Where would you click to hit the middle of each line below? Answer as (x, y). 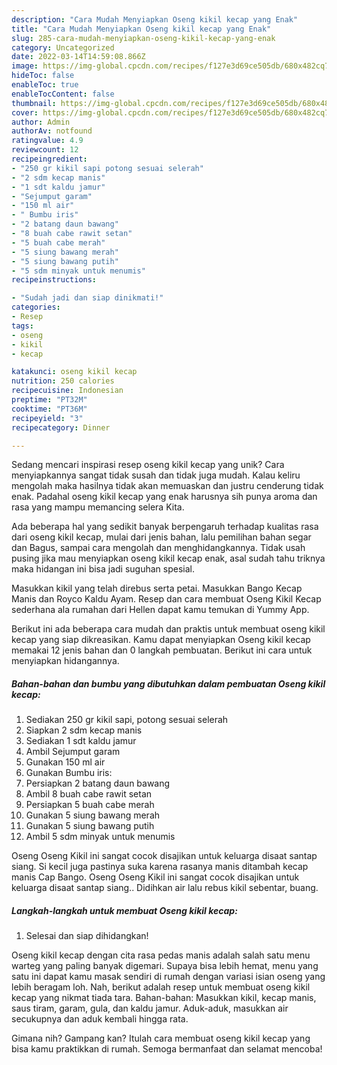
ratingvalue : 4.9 (47, 141)
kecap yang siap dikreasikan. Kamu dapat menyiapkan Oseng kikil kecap (161, 640)
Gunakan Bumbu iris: (69, 773)
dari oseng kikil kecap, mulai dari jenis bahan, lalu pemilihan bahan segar (161, 537)
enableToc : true (45, 85)
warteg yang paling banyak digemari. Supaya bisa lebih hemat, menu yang (165, 966)
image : (25, 66)
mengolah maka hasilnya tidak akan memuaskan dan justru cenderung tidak (167, 486)
